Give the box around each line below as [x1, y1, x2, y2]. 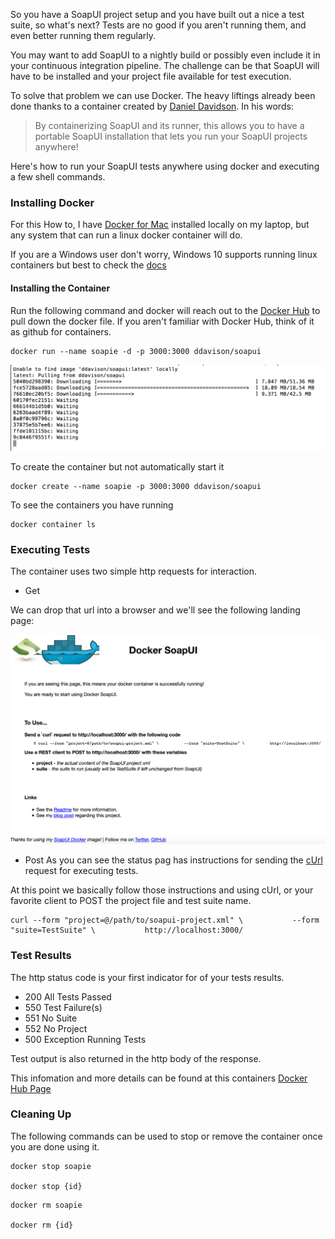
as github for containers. [10, 325, 112, 338]
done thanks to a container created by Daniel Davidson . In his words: [10, 100, 294, 112]
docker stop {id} [10, 1181, 83, 1191]
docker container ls [10, 519, 97, 529]
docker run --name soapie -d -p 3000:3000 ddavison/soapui [10, 346, 262, 356]
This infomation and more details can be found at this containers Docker [10, 1072, 308, 1084]
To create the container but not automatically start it [10, 460, 225, 473]
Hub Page [10, 1082, 52, 1094]
